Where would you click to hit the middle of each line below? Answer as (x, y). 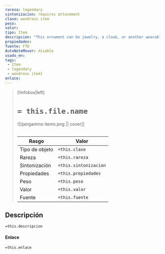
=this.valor (72, 190)
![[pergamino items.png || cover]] (51, 124)
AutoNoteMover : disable (29, 51)
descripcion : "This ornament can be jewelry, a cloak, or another (74, 37)
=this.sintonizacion (82, 166)
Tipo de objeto (36, 150)
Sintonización (35, 165)
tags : (11, 60)
